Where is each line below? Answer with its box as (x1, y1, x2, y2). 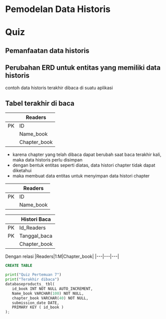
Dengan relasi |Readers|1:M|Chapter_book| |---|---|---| (5, 253, 119, 259)
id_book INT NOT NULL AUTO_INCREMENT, (12, 286, 93, 291)
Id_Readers (19, 224, 46, 231)
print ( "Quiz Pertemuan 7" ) (5, 272, 62, 277)
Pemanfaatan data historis (5, 46, 90, 55)
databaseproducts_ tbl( (5, 282, 55, 287)
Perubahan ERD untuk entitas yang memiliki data (5, 64, 161, 72)
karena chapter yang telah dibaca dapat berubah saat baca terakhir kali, (12, 151, 161, 157)
